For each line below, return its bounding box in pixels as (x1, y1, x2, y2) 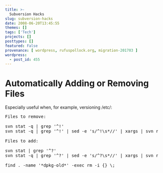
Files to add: (5, 138, 39, 144)
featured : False (5, 43, 38, 48)
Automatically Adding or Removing (5, 78, 149, 89)
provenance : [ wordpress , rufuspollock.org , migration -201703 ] (5, 48, 138, 53)
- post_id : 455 (9, 57, 40, 62)
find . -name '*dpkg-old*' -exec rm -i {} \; (5, 163, 115, 168)
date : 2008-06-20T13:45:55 (5, 20, 60, 26)
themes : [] (5, 25, 27, 30)
